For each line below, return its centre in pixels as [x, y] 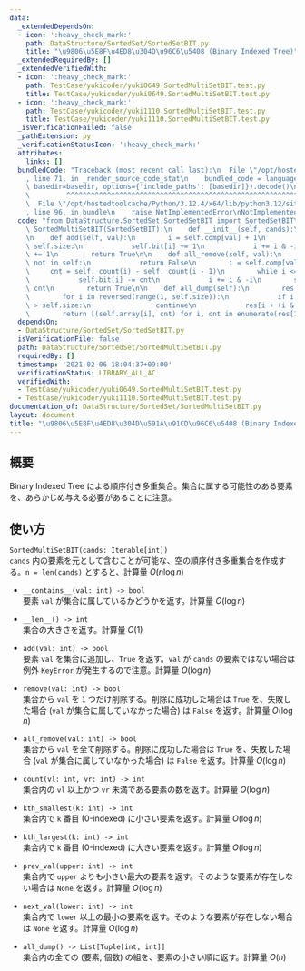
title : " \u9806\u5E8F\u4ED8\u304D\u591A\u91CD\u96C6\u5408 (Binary [140, 424]
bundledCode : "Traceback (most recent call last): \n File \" [138, 170]
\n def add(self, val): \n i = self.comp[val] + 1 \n [146, 237]
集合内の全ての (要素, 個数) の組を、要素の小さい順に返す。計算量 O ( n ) [154, 957]
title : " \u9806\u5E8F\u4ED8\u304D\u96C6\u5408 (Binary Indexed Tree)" [162, 52]
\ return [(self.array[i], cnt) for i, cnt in [129, 314]
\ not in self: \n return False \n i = [134, 263]
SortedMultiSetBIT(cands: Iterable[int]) [89, 551]
